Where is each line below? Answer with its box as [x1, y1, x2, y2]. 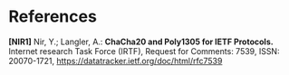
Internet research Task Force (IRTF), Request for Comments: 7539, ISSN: [8, 45, 280, 56]
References [8, 6, 97, 27]
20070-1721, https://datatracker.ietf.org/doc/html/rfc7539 [8, 55, 223, 66]
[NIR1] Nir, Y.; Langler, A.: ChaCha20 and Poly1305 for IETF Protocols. [8, 36, 274, 47]
